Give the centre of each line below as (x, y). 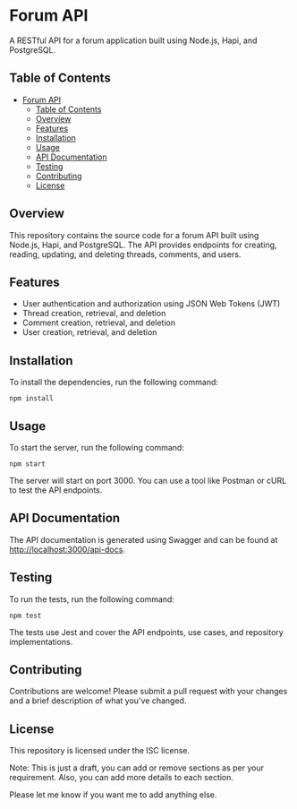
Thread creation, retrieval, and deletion (94, 314)
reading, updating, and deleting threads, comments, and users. (125, 254)
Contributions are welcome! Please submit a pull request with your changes (148, 692)
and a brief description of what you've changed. (98, 701)
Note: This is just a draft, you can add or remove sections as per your (137, 768)
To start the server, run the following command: (97, 448)
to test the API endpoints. (56, 490)
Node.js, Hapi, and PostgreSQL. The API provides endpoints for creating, (143, 245)
